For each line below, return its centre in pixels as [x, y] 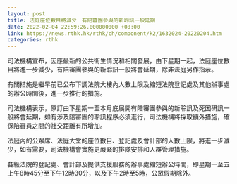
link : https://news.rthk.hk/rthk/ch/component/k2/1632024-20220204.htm [115, 33]
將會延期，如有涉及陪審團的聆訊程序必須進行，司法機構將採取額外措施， [118, 117]
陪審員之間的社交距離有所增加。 [60, 126]
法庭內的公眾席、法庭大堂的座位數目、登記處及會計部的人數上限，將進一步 [115, 140]
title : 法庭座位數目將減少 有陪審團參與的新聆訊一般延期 [81, 20]
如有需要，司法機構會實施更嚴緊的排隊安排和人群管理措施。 [106, 150]
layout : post [26, 14]
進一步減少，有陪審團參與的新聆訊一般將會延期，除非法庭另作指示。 [118, 70]
